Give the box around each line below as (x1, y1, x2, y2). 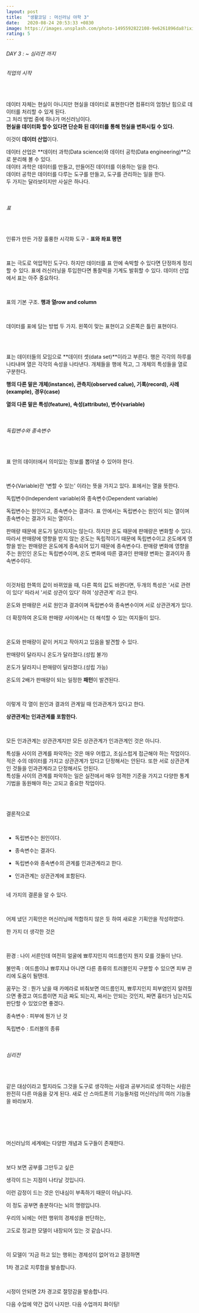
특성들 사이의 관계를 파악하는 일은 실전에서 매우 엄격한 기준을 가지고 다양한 (6, 772, 179, 779)
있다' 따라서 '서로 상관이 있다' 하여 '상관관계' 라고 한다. (12, 589, 139, 596)
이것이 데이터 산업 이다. (6, 135, 59, 143)
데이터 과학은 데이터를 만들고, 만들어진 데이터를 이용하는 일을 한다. (6, 163, 160, 170)
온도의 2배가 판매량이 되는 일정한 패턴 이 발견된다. (6, 676, 120, 684)
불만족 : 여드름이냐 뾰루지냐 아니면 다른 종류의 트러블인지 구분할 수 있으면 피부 (6, 965, 187, 972)
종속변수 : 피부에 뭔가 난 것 (6, 1013, 68, 1020)
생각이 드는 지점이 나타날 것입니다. (6, 1176, 85, 1183)
